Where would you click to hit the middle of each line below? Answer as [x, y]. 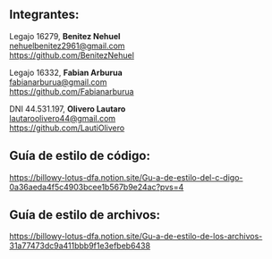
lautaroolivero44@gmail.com [63, 118]
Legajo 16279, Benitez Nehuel [65, 36]
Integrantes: [44, 15]
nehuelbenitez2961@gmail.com [67, 46]
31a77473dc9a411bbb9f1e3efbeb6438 [80, 246]
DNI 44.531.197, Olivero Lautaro [68, 109]
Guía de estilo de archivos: [85, 215]
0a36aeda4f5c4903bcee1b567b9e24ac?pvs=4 [97, 187]
